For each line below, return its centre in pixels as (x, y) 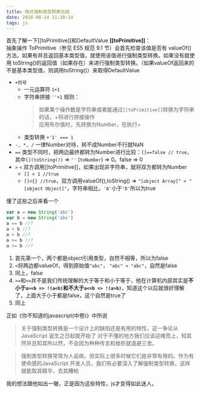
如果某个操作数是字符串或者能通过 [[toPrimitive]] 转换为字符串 (116, 110)
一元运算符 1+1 (42, 90)
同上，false (29, 273)
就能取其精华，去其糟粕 (50, 370)
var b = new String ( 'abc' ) (40, 218)
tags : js (17, 23)
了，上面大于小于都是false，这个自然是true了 (70, 295)
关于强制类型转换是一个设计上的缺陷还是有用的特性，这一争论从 (99, 328)
